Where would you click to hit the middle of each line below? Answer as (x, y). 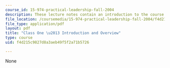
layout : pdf (18, 28)
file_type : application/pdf (35, 24)
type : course (19, 38)
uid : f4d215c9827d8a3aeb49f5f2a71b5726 (47, 42)
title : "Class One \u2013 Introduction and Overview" (63, 33)
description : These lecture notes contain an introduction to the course (85, 14)
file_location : (21, 19)
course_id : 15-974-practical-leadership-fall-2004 (60, 10)
